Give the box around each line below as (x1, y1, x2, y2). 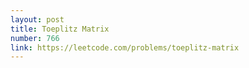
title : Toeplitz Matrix (10, 24, 110, 34)
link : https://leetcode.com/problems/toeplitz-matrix (10, 42, 240, 53)
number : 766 (10, 33, 60, 43)
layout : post (10, 14, 65, 25)
